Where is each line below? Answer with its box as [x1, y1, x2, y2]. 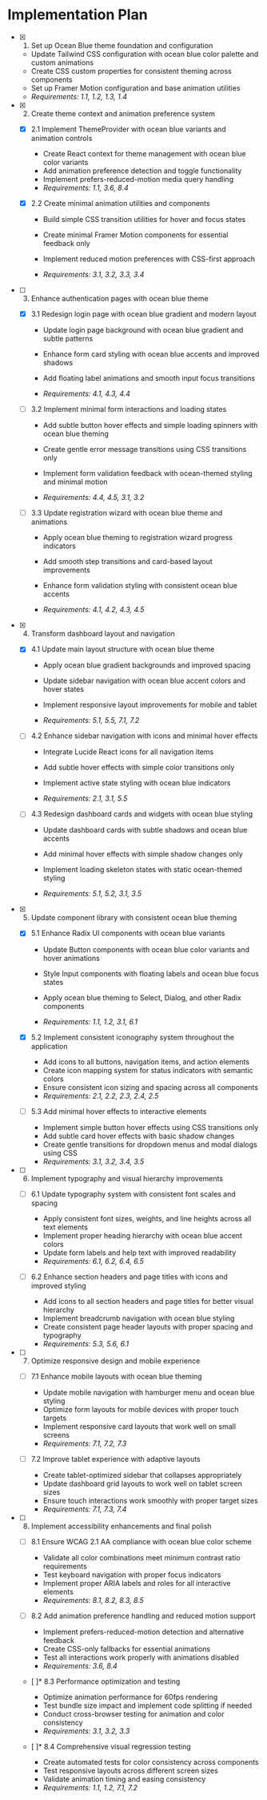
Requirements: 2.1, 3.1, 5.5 [42, 793, 128, 803]
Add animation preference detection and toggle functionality [42, 166, 242, 176]
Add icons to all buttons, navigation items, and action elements [42, 1056, 249, 1067]
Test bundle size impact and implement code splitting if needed [42, 1701, 253, 1710]
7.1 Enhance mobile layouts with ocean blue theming [30, 1371, 202, 1381]
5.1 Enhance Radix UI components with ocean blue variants [30, 928, 225, 938]
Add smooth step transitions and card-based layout [42, 557, 213, 567]
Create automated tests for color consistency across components [42, 1758, 259, 1766]
